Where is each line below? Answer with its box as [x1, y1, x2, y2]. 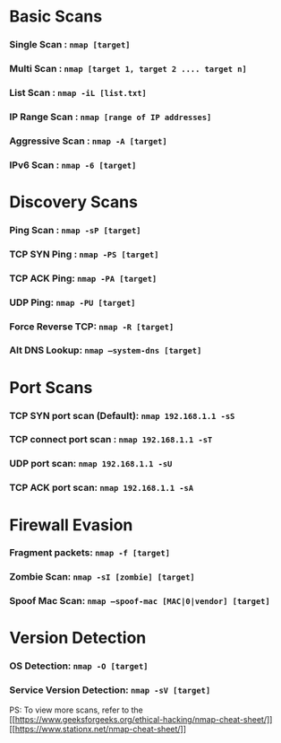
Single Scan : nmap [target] [9, 39, 131, 51]
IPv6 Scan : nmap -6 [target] [9, 159, 137, 171]
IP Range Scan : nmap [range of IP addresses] [9, 110, 212, 123]
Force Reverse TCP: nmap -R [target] [9, 320, 175, 333]
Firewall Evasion [9, 514, 133, 535]
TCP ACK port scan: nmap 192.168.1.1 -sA [9, 482, 194, 494]
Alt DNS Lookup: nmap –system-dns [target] [9, 344, 202, 356]
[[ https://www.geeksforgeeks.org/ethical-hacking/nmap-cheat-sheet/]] [9, 713, 273, 724]
